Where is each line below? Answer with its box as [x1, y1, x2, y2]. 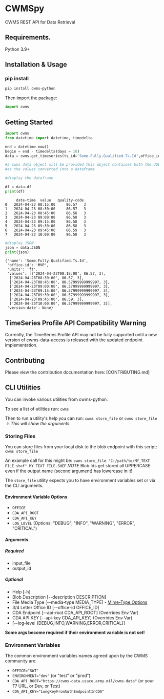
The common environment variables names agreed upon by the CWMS [5, 653, 148, 659]
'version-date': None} [7, 306, 54, 310]
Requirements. [5, 33, 51, 42]
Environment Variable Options [5, 494, 67, 500]
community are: [5, 658, 37, 664]
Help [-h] [12, 589, 31, 594]
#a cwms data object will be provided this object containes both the [5, 162, 152, 167]
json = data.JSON [5, 245, 41, 250]
